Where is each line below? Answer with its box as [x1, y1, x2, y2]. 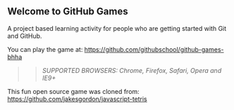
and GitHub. [7, 32, 42, 40]
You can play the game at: [7, 45, 83, 53]
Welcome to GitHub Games [7, 6, 128, 18]
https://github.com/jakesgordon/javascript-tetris [7, 95, 148, 103]
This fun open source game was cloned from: [7, 87, 140, 95]
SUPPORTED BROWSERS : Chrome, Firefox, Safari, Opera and [42, 66, 222, 74]
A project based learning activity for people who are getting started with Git [7, 24, 227, 32]
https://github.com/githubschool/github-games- [84, 45, 224, 53]
